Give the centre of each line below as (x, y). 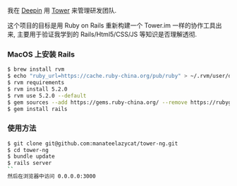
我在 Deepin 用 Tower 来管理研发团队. (62, 10)
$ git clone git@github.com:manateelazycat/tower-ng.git (93, 144)
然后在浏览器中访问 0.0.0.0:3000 (52, 176)
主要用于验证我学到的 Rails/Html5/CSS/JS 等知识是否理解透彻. (107, 34)
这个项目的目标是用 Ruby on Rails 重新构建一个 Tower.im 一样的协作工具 (112, 25)
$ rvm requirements (36, 83)
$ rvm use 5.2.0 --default (47, 95)
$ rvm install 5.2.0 (38, 89)
